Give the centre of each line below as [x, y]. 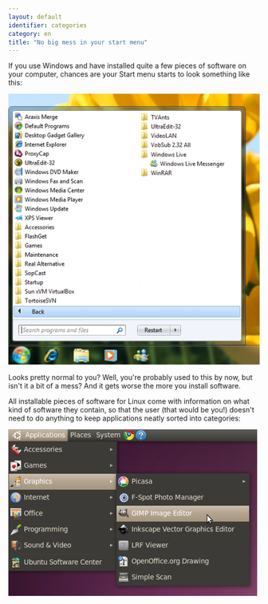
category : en [30, 34]
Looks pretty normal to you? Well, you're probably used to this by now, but [130, 377]
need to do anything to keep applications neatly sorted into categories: [124, 418]
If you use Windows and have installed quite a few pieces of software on [128, 66]
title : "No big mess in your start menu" [78, 42]
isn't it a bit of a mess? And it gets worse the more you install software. [124, 386]
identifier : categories [48, 25]
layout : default [35, 17]
